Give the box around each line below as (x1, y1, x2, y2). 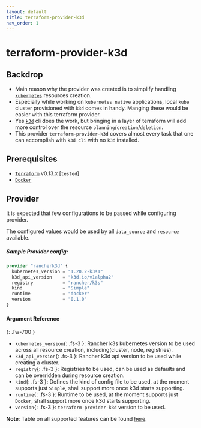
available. (6, 234, 30, 241)
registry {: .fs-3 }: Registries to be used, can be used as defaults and (14, 366, 186, 373)
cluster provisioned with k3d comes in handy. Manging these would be (14, 104, 189, 112)
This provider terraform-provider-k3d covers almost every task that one (14, 130, 194, 137)
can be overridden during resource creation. (14, 372, 125, 379)
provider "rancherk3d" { (6, 262, 68, 269)
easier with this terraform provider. (14, 111, 101, 118)
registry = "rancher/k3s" (11, 280, 103, 286)
